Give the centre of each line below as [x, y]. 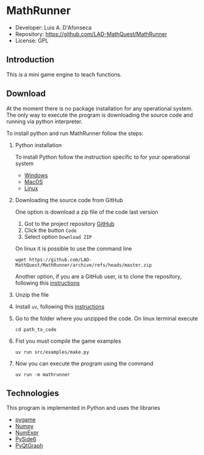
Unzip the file [32, 294]
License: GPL [32, 40]
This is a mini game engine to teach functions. [64, 75]
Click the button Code [51, 230]
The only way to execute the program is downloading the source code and [100, 115]
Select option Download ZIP [58, 236]
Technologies [33, 393]
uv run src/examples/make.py [52, 352]
